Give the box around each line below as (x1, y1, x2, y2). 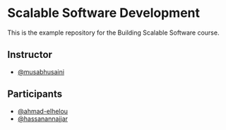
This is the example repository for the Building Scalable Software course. (7, 28, 220, 37)
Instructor (7, 49, 53, 61)
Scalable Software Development (7, 5, 200, 21)
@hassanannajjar (17, 114, 69, 123)
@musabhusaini (17, 67, 65, 76)
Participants (7, 88, 62, 100)
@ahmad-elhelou (17, 107, 69, 115)
